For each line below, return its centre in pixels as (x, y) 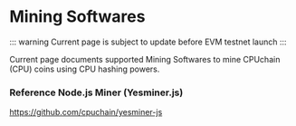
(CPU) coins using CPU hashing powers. (85, 69)
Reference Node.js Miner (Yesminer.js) (96, 92)
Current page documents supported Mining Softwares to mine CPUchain (145, 59)
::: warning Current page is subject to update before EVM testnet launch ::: (148, 42)
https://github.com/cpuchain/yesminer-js (86, 112)
